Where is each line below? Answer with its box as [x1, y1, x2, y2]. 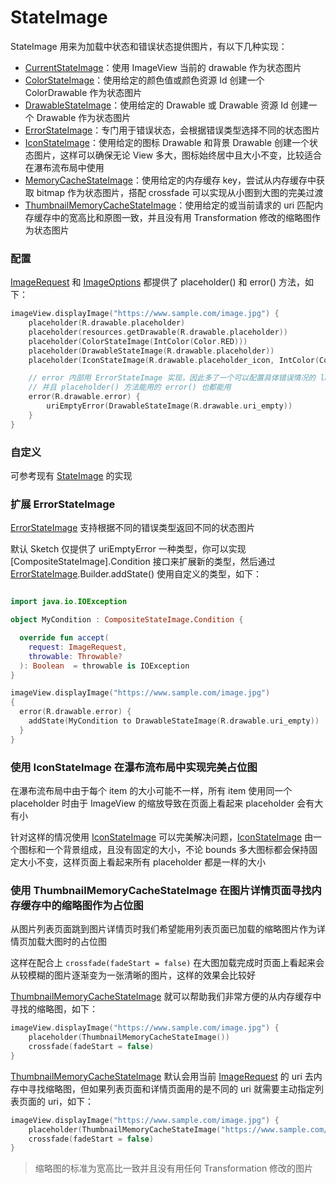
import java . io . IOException [10, 597, 128, 607]
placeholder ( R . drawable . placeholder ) [28, 318, 186, 328]
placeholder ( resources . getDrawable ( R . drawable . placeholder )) [28, 327, 288, 337]
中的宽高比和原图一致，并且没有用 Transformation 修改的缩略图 [51, 211, 313, 223]
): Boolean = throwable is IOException [19, 661, 190, 671]
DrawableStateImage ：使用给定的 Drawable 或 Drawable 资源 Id [24, 99, 289, 111]
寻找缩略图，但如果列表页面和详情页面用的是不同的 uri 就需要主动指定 [27, 1082, 315, 1095]
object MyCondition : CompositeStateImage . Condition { [10, 615, 244, 625]
